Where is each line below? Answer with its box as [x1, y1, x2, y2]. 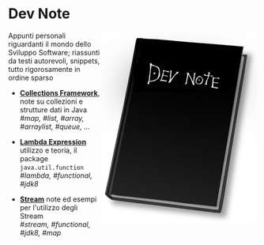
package [19, 153, 49, 163]
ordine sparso [8, 73, 54, 82]
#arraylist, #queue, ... [19, 122, 91, 131]
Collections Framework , [19, 88, 100, 97]
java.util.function [19, 164, 85, 171]
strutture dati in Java [19, 104, 88, 115]
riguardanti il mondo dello [8, 39, 92, 48]
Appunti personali [8, 31, 66, 40]
